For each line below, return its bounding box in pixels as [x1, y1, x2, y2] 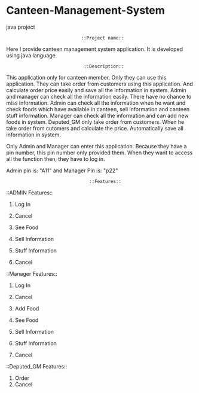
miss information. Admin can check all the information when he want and [6, 99, 186, 106]
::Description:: [83, 63, 124, 69]
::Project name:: [81, 35, 124, 41]
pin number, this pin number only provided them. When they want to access [6, 149, 193, 156]
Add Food [14, 304, 39, 312]
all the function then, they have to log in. [6, 155, 106, 162]
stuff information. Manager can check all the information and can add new [6, 112, 189, 119]
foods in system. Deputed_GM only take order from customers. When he [6, 118, 185, 126]
